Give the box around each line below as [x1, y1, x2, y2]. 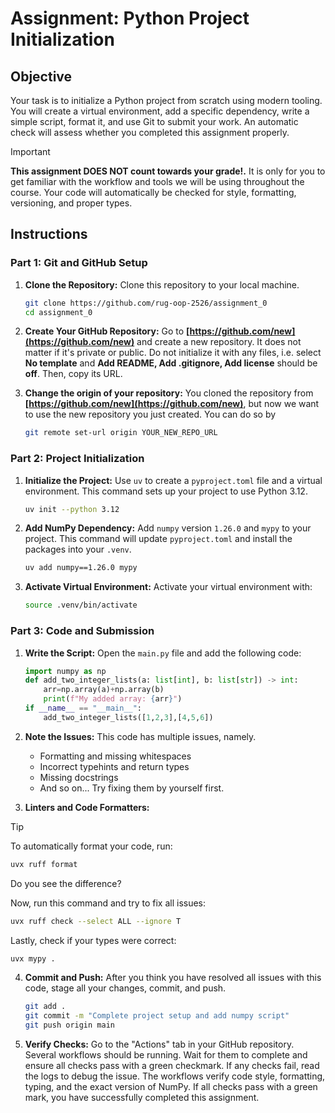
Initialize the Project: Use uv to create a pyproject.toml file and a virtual [24, 474, 323, 486]
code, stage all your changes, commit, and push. [24, 982, 227, 994]
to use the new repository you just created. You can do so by [24, 408, 277, 421]
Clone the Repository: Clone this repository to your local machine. [24, 278, 300, 291]
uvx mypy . [10, 953, 56, 964]
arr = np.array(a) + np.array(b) [43, 685, 165, 695]
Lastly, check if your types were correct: [10, 934, 177, 946]
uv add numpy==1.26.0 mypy [24, 563, 138, 573]
